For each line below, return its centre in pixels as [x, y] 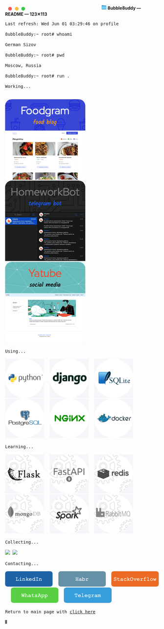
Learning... [19, 447]
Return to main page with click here [50, 612]
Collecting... [22, 542]
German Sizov [21, 45]
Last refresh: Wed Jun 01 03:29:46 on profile [62, 24]
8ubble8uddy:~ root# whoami [39, 34]
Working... [18, 86]
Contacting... [22, 564]
